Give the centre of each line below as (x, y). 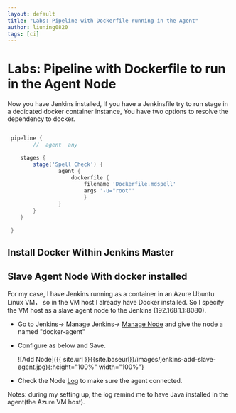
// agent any (55, 145)
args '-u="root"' (109, 191)
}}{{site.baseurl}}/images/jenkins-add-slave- (150, 359)
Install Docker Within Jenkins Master (91, 252)
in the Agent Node (62, 84)
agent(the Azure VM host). (46, 402)
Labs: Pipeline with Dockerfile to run (117, 69)
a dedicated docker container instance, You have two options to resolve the (118, 112)
